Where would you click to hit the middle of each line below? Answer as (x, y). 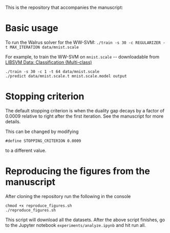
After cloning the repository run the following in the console (68, 196)
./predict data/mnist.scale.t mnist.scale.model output (66, 76)
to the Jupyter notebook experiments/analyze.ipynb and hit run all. (76, 225)
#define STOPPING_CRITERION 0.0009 (43, 141)
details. (13, 121)
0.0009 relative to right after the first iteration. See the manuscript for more (84, 116)
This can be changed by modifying (42, 131)
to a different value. (26, 150)
